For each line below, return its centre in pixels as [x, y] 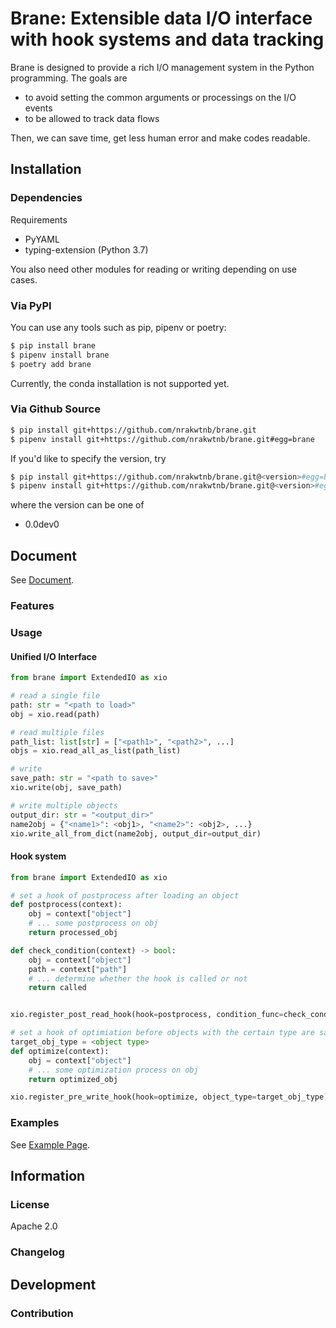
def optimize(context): [60, 1051]
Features [32, 606]
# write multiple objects [64, 805]
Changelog [37, 1252]
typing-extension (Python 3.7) [86, 249]
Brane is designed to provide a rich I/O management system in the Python [162, 67]
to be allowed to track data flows [92, 118]
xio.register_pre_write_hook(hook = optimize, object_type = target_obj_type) [169, 1097]
